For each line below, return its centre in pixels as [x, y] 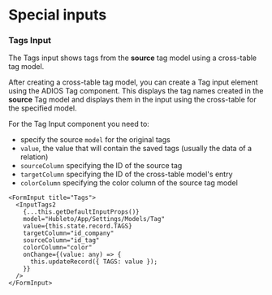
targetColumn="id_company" [69, 233]
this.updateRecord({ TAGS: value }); [94, 262]
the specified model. [43, 108]
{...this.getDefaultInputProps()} [81, 212]
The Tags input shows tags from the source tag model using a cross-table [133, 58]
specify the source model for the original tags [95, 140]
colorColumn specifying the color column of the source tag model [129, 183]
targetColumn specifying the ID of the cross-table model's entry [126, 174]
